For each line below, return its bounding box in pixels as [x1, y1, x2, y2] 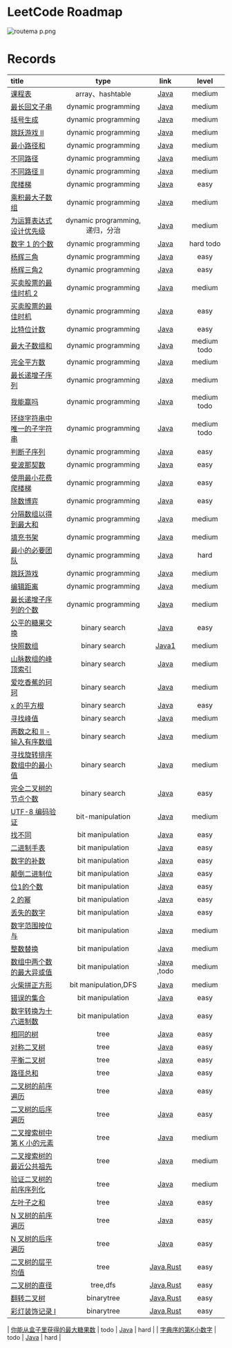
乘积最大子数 [10, 193, 53, 202]
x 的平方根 [10, 701, 45, 710]
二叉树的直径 [10, 1280, 53, 1290]
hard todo [188, 239, 221, 248]
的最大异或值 [10, 967, 53, 977]
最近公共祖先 [10, 1161, 53, 1171]
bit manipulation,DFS [69, 979, 137, 989]
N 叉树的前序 [10, 1211, 53, 1220]
